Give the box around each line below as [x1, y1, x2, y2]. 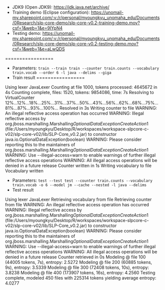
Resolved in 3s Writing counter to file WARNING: [59, 105, 157, 111]
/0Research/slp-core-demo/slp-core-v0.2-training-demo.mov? [12, 20, 140, 26]
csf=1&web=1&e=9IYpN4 [12, 25, 63, 31]
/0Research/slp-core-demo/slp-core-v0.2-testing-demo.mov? [12, 41, 139, 46]
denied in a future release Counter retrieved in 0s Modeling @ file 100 [5, 254, 146, 260]
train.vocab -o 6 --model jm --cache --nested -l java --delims [12, 183, 147, 188]
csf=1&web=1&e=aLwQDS [12, 46, 65, 52]
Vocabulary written [5, 168, 44, 174]
